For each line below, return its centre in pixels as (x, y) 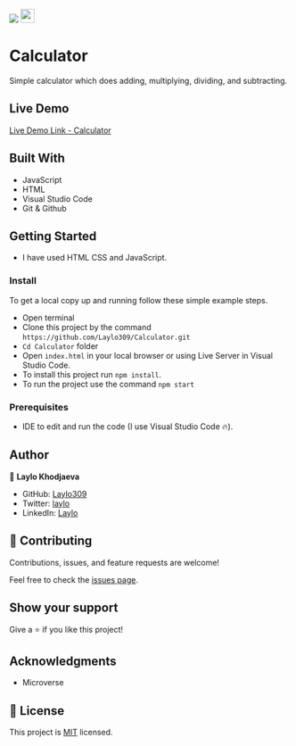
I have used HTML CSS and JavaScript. (95, 258)
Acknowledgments (63, 661)
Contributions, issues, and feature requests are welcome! (115, 562)
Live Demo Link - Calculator (60, 130)
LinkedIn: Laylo (50, 512)
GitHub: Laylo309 (54, 493)
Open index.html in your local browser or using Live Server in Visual (148, 355)
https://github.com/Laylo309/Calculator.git (106, 337)
